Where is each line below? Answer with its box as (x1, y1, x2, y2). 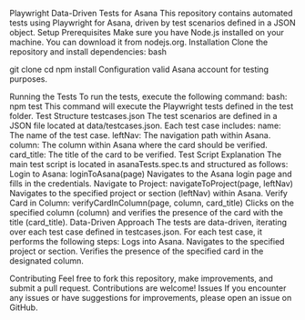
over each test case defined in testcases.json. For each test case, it (9, 226, 262, 237)
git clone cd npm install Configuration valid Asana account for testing (9, 64, 269, 75)
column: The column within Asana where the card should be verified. (9, 140, 269, 150)
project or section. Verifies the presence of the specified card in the (9, 245, 264, 256)
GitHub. (9, 302, 38, 313)
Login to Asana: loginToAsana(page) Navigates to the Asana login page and (9, 168, 293, 179)
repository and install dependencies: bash (9, 46, 167, 57)
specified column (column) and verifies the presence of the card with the (9, 207, 284, 217)
